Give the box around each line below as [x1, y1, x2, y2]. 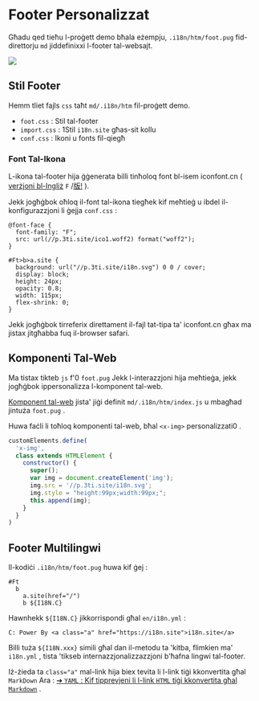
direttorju [8, 40, 38, 50]
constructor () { [22, 459, 78, 467]
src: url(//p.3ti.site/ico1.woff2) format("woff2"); [15, 236, 196, 244]
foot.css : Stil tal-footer [19, 116, 99, 125]
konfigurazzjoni [8, 206, 60, 215]
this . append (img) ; [29, 496, 91, 504]
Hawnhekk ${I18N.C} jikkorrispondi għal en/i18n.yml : [8, 613, 186, 623]
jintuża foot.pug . [8, 405, 66, 415]
